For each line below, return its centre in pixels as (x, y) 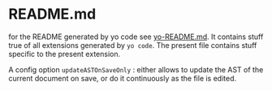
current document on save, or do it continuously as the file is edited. (123, 78)
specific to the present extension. (64, 54)
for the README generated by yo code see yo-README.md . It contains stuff (136, 37)
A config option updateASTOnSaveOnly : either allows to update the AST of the (136, 69)
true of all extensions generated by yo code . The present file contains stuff (133, 45)
